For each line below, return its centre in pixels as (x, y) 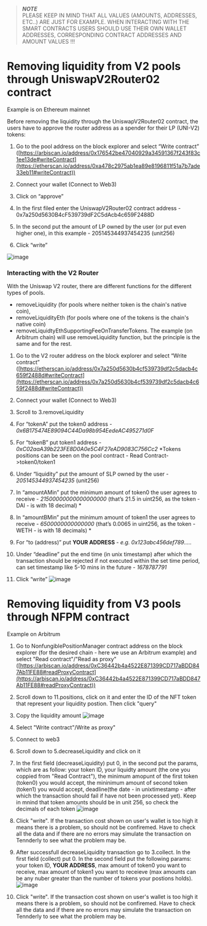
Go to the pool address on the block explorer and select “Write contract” (107, 146)
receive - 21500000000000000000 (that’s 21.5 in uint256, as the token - (108, 499)
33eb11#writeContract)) (45, 172)
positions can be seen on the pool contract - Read (79, 456)
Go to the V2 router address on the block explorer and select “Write (101, 356)
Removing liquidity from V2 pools (94, 66)
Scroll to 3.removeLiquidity (50, 412)
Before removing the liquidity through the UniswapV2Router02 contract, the (103, 121)
